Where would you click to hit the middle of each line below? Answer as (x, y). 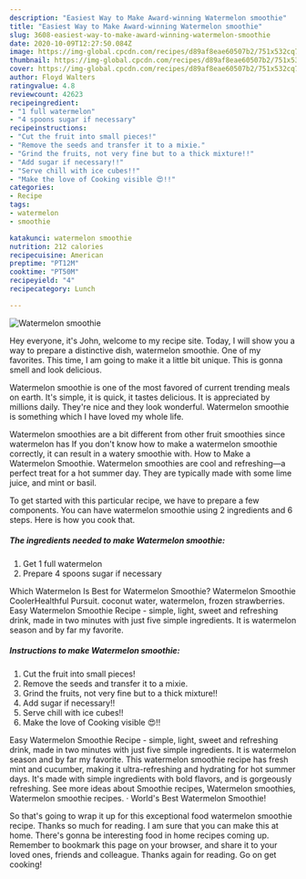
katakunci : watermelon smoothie (71, 238)
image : (22, 52)
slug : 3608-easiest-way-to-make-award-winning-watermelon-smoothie (140, 35)
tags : (20, 205)
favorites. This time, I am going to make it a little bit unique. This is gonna (146, 360)
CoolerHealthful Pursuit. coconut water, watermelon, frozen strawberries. (147, 601)
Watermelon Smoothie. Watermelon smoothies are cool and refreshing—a (148, 463)
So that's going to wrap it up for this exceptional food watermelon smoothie (151, 816)
